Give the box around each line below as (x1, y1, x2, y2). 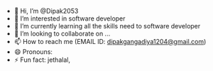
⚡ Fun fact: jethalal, (13, 55, 71, 64)
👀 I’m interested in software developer (13, 14, 126, 23)
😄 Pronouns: (13, 48, 53, 56)
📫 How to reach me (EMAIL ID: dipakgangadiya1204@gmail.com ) (13, 38, 207, 45)
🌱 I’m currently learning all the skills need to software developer (13, 22, 201, 30)
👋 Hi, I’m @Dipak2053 (13, 7, 79, 15)
